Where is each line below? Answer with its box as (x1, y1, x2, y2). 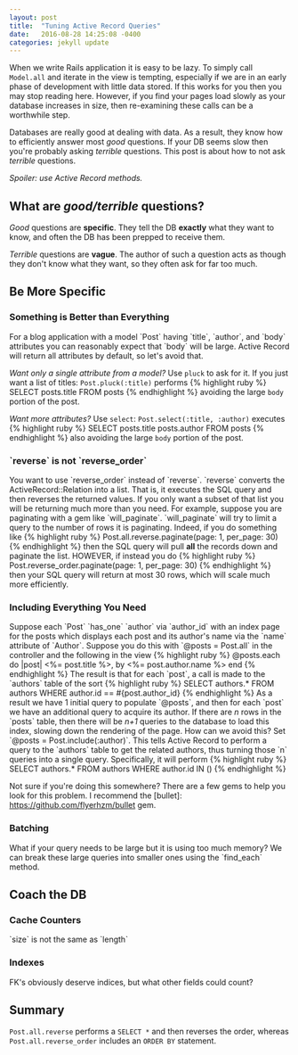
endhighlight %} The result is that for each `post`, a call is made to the (9, 669, 266, 680)
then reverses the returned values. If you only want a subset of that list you (9, 494, 285, 505)
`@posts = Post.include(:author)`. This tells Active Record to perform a (9, 735, 267, 746)
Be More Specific (9, 284, 107, 300)
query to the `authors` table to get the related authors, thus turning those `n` (9, 745, 287, 755)
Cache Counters (9, 913, 82, 926)
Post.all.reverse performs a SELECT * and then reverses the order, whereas (9, 1026, 289, 1037)
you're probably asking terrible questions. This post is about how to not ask (9, 146, 286, 157)
